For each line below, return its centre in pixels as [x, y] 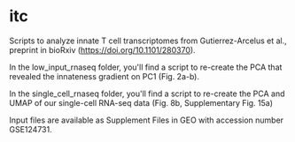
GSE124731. [31, 129]
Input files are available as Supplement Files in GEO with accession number [147, 120]
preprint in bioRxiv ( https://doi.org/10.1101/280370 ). [103, 49]
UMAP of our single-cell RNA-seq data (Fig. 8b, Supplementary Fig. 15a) [141, 102]
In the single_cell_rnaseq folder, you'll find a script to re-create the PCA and [147, 93]
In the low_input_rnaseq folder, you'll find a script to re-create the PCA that [146, 67]
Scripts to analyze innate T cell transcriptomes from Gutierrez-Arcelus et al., [148, 41]
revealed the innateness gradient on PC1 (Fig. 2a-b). [104, 76]
